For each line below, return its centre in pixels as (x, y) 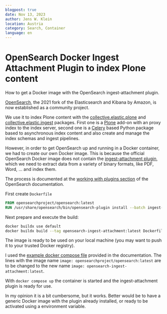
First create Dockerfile (29, 194)
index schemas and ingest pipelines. (42, 138)
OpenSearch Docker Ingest (62, 58)
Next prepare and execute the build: (42, 217)
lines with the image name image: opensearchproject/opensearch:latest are (83, 261)
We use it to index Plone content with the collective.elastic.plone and (76, 117)
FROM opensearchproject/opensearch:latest (50, 203)
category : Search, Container (35, 28)
